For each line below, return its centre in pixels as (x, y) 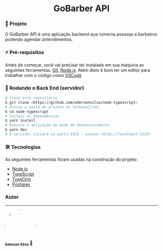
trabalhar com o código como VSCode (43, 75)
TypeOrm (22, 179)
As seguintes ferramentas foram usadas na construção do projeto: (71, 159)
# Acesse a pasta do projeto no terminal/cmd (52, 107)
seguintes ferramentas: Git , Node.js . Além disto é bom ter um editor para (78, 70)
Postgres (21, 184)
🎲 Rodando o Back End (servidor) (45, 88)
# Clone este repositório (31, 98)
